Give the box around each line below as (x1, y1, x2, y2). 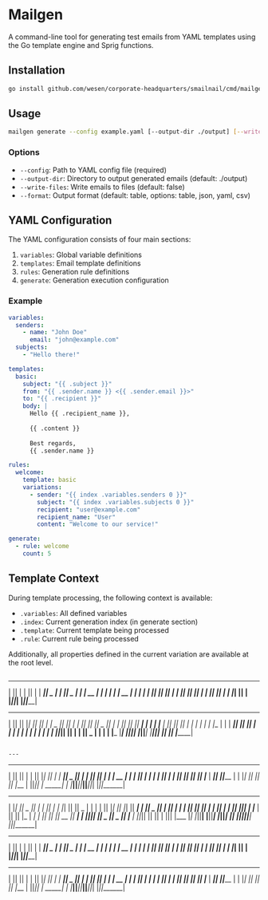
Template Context (8, 572, 100, 586)
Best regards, (29, 439, 77, 448)
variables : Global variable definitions (19, 250, 142, 260)
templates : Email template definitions (19, 259, 141, 268)
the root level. (8, 657, 53, 667)
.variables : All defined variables (19, 608, 128, 618)
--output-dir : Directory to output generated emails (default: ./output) (19, 173, 248, 183)
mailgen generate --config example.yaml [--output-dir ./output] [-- (8, 128, 245, 136)
